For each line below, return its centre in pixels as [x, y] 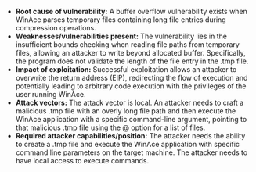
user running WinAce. [50, 94]
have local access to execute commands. [82, 161]
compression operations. [56, 28]
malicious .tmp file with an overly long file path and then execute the [126, 111]
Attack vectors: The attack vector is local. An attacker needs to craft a [130, 102]
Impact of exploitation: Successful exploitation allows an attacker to [126, 69]
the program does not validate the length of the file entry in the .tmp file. [132, 61]
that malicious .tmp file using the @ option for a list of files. [110, 127]
